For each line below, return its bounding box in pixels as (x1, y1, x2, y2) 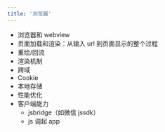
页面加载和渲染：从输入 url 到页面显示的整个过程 (17, 39, 158, 48)
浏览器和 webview (17, 30, 70, 39)
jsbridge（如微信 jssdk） (27, 108, 100, 117)
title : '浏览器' (7, 10, 52, 18)
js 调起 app (27, 117, 60, 125)
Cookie (17, 73, 39, 81)
